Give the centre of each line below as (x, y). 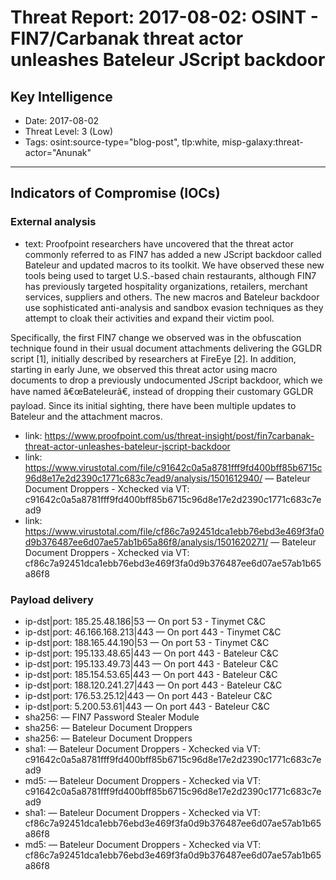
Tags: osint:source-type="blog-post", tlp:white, (122, 142)
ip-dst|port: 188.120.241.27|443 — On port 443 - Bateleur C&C (153, 685)
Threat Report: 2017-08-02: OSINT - (164, 17)
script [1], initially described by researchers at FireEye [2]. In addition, (153, 358)
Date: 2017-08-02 (62, 120)
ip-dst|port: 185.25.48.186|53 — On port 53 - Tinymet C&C (145, 621)
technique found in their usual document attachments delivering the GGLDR (166, 348)
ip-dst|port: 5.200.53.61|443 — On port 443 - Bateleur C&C (147, 706)
